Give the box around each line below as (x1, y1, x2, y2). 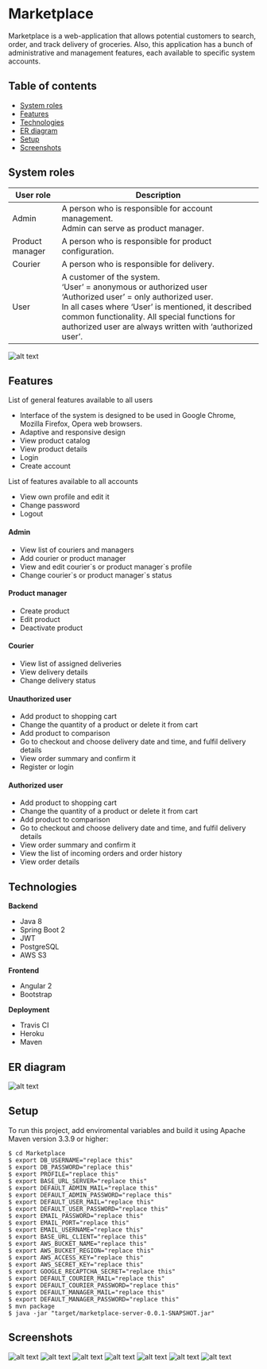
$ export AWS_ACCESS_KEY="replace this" (8, 1253, 145, 1262)
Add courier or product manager (19, 553, 126, 563)
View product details (19, 444, 87, 454)
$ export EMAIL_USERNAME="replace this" (8, 1225, 145, 1234)
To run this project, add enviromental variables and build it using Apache (8, 1125, 246, 1135)
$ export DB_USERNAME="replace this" (8, 1156, 133, 1164)
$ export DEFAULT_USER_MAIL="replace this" (8, 1197, 155, 1206)
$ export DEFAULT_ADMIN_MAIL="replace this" (8, 1184, 158, 1192)
